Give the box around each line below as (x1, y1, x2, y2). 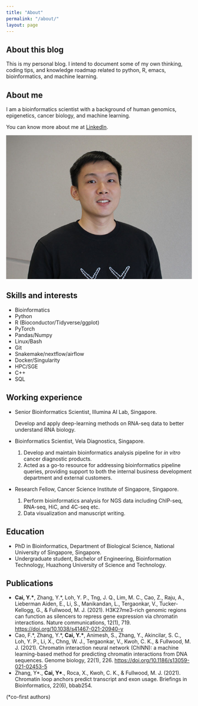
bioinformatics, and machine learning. (6, 73, 98, 80)
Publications (6, 578, 54, 588)
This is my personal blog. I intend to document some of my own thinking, (6, 60, 183, 67)
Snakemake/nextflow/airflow (14, 350, 84, 357)
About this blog (6, 44, 64, 54)
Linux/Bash (14, 338, 42, 345)
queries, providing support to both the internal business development (23, 468, 192, 475)
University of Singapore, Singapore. (14, 549, 102, 556)
